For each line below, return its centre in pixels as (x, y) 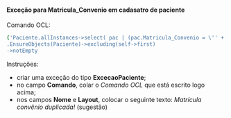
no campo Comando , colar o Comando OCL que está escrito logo (111, 85)
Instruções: (23, 64)
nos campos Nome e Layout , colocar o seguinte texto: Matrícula (109, 99)
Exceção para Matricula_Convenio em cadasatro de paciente (96, 10)
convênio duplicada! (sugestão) (62, 107)
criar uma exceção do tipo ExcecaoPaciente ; (81, 77)
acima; (26, 92)
